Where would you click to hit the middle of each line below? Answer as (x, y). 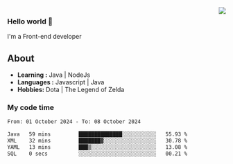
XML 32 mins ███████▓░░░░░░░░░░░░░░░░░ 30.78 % (97, 141)
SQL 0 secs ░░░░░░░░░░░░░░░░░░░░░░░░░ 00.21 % (97, 154)
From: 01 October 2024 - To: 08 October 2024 (74, 122)
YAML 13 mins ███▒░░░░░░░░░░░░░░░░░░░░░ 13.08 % (97, 147)
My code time (31, 108)
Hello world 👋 (30, 21)
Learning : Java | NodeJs (54, 75)
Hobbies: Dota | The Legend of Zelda (71, 90)
